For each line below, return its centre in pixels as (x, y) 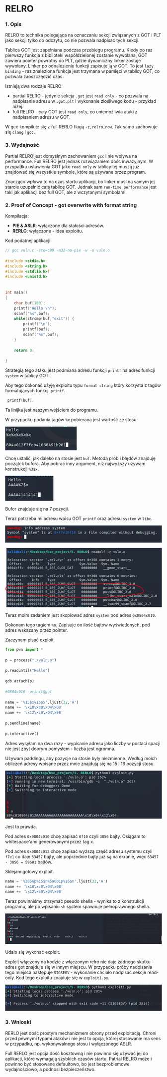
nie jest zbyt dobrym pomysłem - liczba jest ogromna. (60, 749)
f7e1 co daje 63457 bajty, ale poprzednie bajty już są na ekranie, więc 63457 (82, 856)
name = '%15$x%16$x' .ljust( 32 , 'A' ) (42, 702)
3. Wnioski (18, 1022)
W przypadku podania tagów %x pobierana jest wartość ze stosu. (72, 420)
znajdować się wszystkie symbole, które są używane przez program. (76, 172)
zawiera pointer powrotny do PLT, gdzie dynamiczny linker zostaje (73, 61)
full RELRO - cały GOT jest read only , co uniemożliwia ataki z (75, 112)
